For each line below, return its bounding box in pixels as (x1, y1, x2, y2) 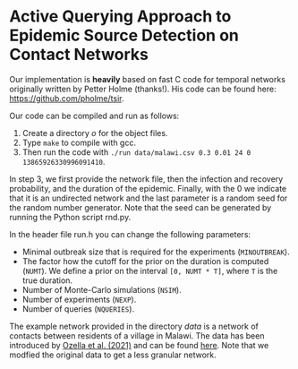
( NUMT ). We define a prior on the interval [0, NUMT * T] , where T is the (21, 265, 278, 276)
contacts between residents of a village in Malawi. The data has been (9, 330, 265, 341)
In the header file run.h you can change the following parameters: (9, 228, 251, 239)
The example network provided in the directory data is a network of (9, 321, 260, 331)
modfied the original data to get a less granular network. (9, 349, 217, 360)
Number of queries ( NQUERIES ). (21, 303, 135, 314)
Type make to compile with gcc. (21, 137, 137, 148)
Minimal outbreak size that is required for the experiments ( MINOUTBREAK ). (21, 246, 290, 257)
